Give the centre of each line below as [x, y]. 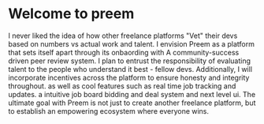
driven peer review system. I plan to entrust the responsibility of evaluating [129, 61]
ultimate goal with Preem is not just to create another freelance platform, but [132, 103]
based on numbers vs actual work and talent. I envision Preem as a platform [131, 43]
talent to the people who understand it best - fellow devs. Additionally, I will [130, 69]
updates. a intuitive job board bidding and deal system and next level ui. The [132, 94]
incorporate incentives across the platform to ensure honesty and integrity [129, 77]
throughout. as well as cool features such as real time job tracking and [122, 86]
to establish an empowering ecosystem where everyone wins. [109, 111]
